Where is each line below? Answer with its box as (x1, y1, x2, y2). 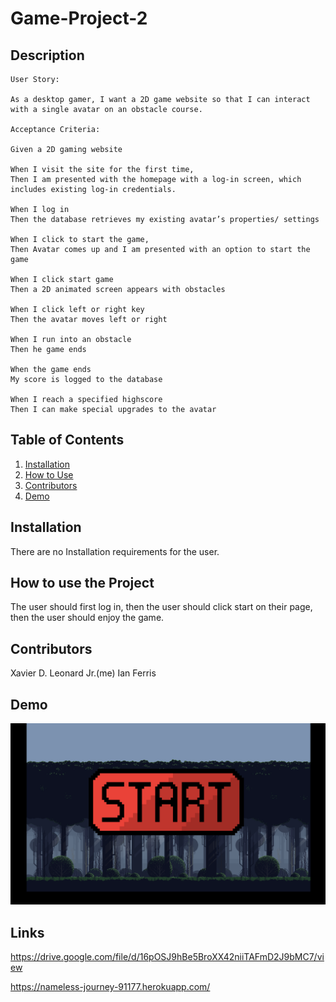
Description (10, 47, 85, 64)
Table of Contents (10, 432, 125, 449)
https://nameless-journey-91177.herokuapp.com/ (10, 981, 211, 993)
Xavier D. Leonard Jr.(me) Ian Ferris (10, 667, 157, 679)
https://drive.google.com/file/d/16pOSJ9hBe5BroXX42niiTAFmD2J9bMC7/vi (10, 951, 325, 963)
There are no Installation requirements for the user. (10, 545, 220, 557)
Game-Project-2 (10, 7, 148, 30)
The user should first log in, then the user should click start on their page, (10, 601, 313, 613)
